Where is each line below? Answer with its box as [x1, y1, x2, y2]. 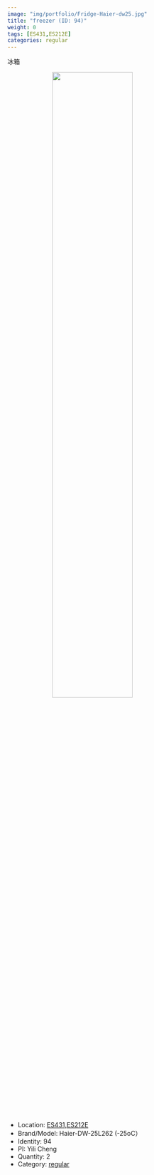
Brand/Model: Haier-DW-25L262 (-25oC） [17, 1129, 142, 1138]
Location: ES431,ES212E [17, 1121, 89, 1129]
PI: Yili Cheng [17, 1145, 57, 1154]
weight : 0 [7, 24, 37, 31]
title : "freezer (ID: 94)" [7, 17, 87, 24]
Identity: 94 [17, 1137, 52, 1146]
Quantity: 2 [17, 1152, 51, 1161]
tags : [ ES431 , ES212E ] [7, 30, 72, 38]
